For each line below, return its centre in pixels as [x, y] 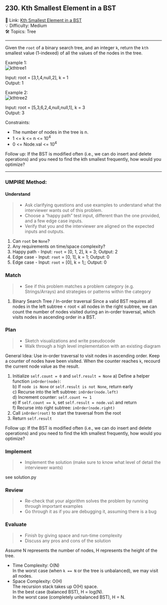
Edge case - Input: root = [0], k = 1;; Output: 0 [59, 262]
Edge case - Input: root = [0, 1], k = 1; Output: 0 [61, 257]
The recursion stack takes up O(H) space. [55, 586]
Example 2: [17, 92]
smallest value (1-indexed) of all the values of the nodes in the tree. [74, 53]
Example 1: [16, 62]
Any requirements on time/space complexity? [59, 247]
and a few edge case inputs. [54, 221]
